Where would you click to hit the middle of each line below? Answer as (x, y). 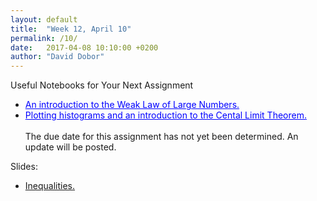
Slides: (24, 167)
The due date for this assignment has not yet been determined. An (161, 137)
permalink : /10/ (44, 38)
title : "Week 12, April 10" (71, 29)
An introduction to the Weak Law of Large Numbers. (132, 105)
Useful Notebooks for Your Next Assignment (102, 85)
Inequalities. (50, 186)
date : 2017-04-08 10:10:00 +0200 (84, 47)
